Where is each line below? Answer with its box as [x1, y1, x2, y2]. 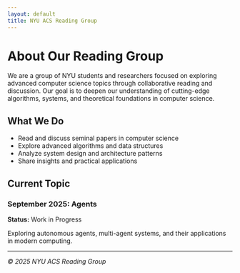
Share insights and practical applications [17, 157, 138, 165]
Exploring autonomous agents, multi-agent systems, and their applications [7, 229, 226, 237]
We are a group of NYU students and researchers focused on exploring [7, 71, 217, 80]
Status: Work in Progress [7, 215, 82, 224]
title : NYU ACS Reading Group [7, 17, 98, 24]
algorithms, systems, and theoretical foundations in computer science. [7, 94, 215, 103]
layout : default [7, 10, 56, 18]
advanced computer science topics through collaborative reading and [7, 79, 213, 88]
